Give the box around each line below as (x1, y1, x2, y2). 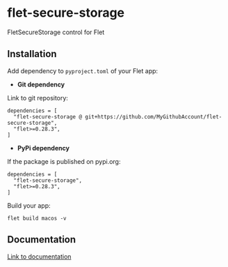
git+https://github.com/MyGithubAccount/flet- (84, 113, 222, 120)
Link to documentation (7, 252, 72, 261)
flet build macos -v (7, 215, 67, 222)
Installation (7, 48, 57, 60)
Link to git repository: (7, 93, 68, 102)
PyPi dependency (17, 144, 70, 152)
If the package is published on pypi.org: (7, 157, 121, 165)
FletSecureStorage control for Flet (7, 28, 105, 36)
